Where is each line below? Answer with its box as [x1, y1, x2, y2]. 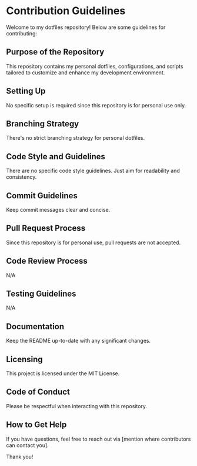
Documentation [6, 321, 65, 332]
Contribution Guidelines [6, 4, 126, 18]
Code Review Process [6, 256, 88, 266]
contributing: [6, 29, 37, 37]
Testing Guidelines [6, 289, 76, 299]
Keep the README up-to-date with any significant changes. [6, 337, 151, 344]
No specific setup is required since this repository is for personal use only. [6, 101, 186, 109]
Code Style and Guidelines [6, 152, 106, 162]
